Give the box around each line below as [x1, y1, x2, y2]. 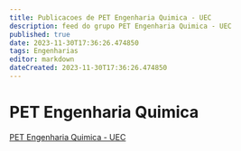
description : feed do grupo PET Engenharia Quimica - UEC [9, 22, 232, 31]
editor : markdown [9, 55, 75, 64]
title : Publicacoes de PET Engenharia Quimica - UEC [9, 13, 212, 22]
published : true [9, 30, 70, 39]
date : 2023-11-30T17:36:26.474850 [9, 38, 140, 48]
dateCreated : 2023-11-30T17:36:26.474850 [9, 64, 168, 73]
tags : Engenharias [9, 47, 79, 56]
